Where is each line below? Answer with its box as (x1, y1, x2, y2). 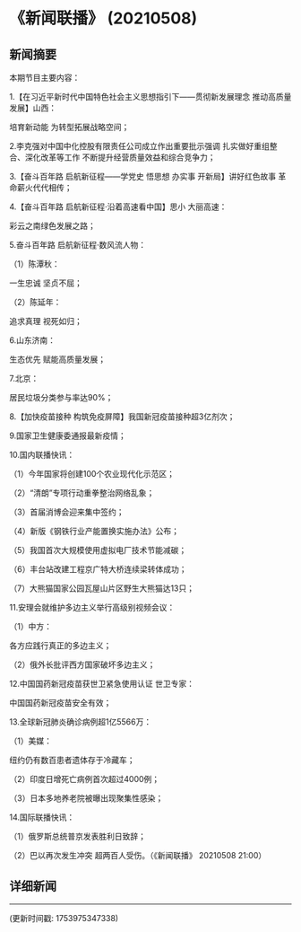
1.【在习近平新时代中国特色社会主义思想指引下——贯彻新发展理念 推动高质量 (9, 92, 292, 101)
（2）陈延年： (9, 297, 62, 307)
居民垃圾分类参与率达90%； (9, 392, 114, 402)
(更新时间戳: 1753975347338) (9, 912, 119, 923)
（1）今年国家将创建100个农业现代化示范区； (9, 469, 176, 479)
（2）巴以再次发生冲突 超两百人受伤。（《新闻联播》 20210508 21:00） (9, 850, 267, 860)
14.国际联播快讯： (9, 812, 75, 822)
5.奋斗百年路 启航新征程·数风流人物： (9, 240, 146, 250)
